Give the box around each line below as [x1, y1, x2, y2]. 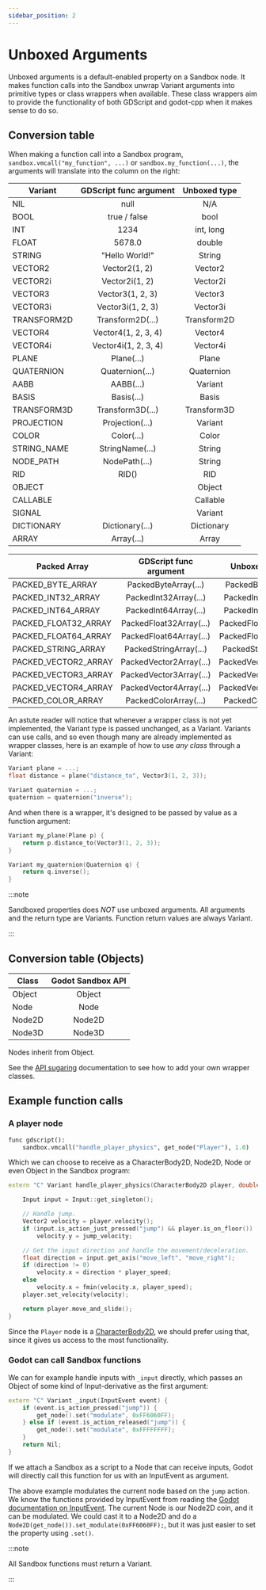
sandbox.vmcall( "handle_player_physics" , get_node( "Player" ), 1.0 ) [22, 1143, 249, 1151]
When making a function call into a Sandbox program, [8, 150, 184, 159]
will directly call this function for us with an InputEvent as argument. [8, 1470, 230, 1480]
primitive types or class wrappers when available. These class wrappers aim [8, 89, 257, 98]
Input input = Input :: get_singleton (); [22, 1195, 154, 1204]
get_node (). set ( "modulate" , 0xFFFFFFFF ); [36, 1426, 176, 1434]
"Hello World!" [101, 250, 154, 261]
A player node [8, 1118, 63, 1129]
